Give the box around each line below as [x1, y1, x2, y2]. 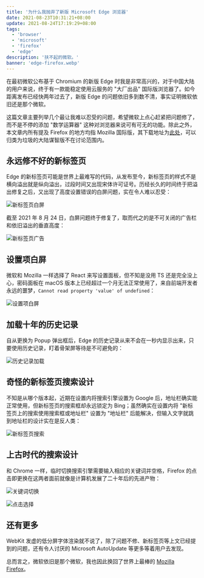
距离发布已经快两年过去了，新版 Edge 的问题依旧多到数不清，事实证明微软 [6, 93, 192, 100]
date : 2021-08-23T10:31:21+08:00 [6, 15, 91, 21]
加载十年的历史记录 [6, 319, 78, 330]
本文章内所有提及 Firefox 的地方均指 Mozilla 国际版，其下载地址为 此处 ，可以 [6, 129, 196, 136]
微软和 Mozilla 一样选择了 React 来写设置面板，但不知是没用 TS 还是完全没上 [6, 272, 198, 279]
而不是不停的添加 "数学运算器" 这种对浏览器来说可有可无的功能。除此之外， [6, 121, 195, 128]
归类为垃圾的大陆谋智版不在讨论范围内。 [6, 136, 107, 143]
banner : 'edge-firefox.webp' [6, 60, 80, 66]
